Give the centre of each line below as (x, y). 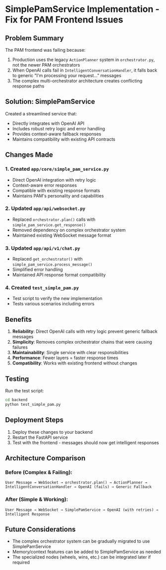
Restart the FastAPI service (40, 437)
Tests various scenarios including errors (53, 304)
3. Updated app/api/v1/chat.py (43, 248)
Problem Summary (34, 38)
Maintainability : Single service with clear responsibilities (70, 353)
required (21, 563)
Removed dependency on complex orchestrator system (69, 230)
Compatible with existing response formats (56, 190)
